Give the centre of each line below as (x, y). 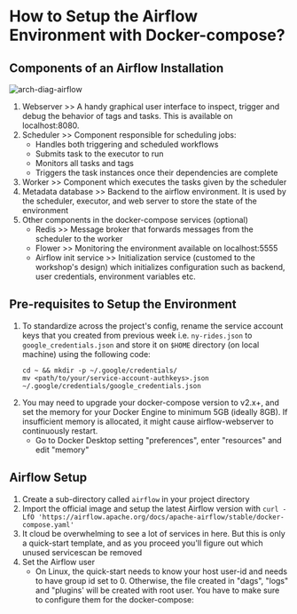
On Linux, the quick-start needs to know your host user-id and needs (161, 571)
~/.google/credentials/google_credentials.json (111, 386)
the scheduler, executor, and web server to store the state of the (139, 201)
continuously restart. (60, 431)
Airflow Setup (48, 478)
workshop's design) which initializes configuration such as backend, (160, 267)
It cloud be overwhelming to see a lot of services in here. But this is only (153, 533)
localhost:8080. (51, 125)
